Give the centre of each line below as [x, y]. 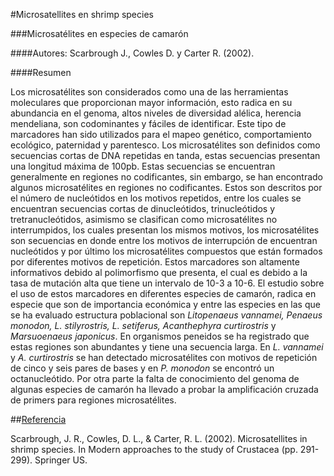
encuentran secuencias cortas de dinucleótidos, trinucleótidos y [143, 208]
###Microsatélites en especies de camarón [99, 33]
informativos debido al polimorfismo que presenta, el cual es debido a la [159, 272]
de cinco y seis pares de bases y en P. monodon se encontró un [142, 368]
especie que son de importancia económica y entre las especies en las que [165, 304]
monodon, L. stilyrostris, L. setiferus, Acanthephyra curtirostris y [143, 325]
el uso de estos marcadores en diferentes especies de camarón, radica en [163, 293]
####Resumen [41, 72]
